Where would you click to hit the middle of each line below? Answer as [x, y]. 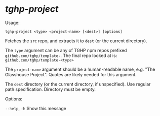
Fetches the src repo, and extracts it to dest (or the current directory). [76, 41]
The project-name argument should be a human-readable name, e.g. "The [80, 69]
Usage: [12, 23]
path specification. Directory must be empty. [51, 89]
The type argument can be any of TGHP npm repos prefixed [66, 50]
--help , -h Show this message [36, 108]
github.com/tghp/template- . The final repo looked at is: [61, 56]
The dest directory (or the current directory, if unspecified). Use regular [78, 84]
